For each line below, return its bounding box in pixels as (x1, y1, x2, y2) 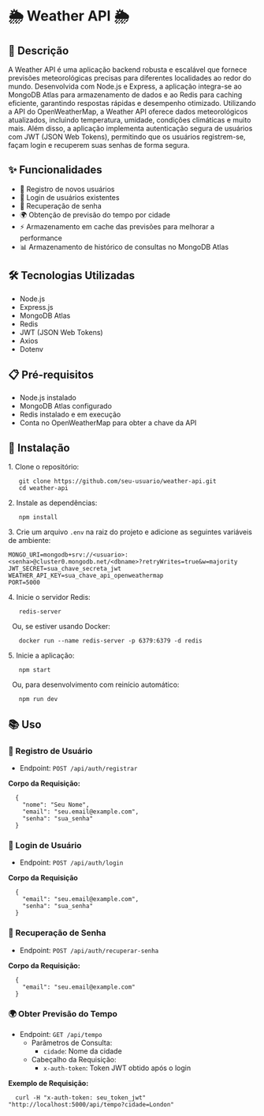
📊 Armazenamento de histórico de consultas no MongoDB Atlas (19, 242, 229, 251)
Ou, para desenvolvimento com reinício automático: (11, 680, 180, 689)
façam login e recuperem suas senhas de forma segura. (8, 141, 190, 149)
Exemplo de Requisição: (8, 1078, 89, 1088)
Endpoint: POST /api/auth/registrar (19, 763, 138, 772)
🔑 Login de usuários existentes (19, 192, 120, 202)
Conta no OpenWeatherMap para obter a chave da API (19, 418, 197, 428)
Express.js (19, 302, 54, 311)
